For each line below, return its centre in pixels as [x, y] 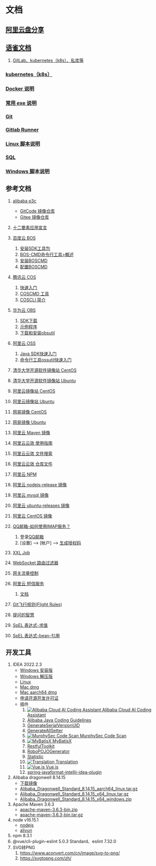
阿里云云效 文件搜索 [32, 453]
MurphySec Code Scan [103, 736]
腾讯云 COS [24, 277]
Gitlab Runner [22, 130]
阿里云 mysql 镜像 [30, 495]
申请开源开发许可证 [39, 698]
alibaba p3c [24, 201]
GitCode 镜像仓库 [37, 211]
